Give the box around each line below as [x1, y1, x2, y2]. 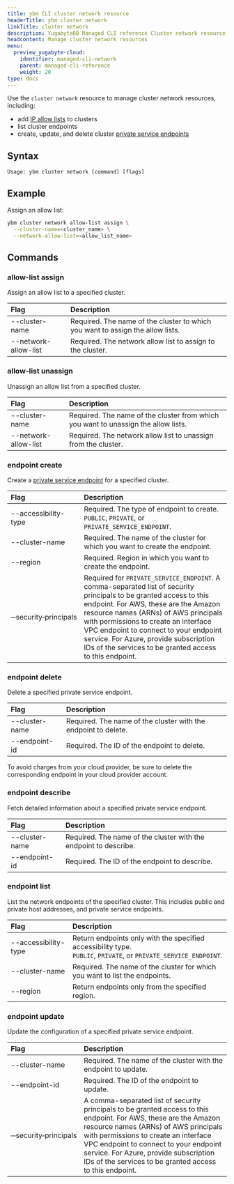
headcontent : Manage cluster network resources [7, 36, 148, 43]
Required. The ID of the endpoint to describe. [65, 856, 213, 866]
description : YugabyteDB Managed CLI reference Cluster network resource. [7, 29, 229, 37]
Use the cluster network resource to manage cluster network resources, [7, 94, 217, 102]
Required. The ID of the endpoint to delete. [65, 741, 205, 751]
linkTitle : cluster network [7, 23, 89, 30]
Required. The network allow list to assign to [70, 337, 215, 346]
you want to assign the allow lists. [70, 325, 180, 335]
